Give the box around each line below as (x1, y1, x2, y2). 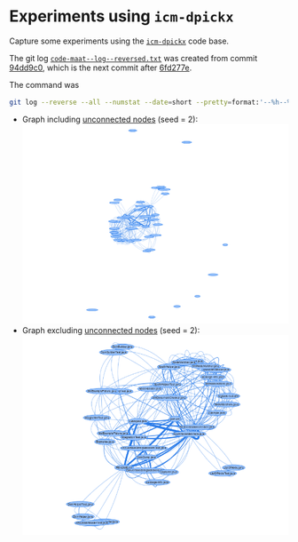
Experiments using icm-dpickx (9, 6, 234, 27)
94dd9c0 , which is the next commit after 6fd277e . (9, 62, 192, 73)
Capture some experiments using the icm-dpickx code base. (9, 36, 229, 46)
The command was (9, 79, 80, 90)
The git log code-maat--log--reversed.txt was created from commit (9, 52, 258, 63)
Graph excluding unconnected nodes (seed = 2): (21, 324, 200, 335)
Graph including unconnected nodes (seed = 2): (21, 114, 198, 124)
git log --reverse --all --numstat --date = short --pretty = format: (9, 98, 260, 107)
